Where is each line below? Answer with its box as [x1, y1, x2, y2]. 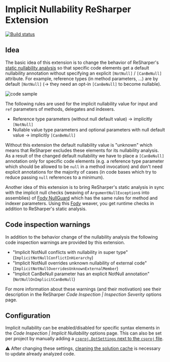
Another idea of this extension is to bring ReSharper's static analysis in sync [5, 184, 164, 190]
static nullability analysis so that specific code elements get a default [5, 64, 150, 71]
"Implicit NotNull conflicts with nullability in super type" [12, 249, 128, 255]
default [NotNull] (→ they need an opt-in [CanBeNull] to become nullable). [5, 81, 161, 87]
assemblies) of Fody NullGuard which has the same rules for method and [5, 194, 158, 201]
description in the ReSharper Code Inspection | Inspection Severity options [5, 291, 162, 298]
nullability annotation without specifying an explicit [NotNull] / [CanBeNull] [5, 70, 162, 76]
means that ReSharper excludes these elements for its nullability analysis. [5, 147, 159, 153]
